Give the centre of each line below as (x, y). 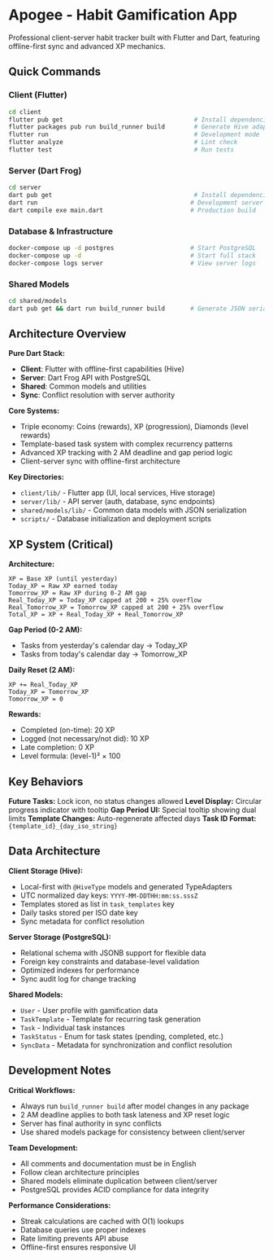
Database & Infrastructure (61, 231)
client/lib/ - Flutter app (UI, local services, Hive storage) (117, 493)
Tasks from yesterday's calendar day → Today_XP (104, 646)
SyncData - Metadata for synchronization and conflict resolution (126, 1045)
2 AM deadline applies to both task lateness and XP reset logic (125, 1114)
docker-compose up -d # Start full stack (132, 255)
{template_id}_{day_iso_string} (63, 827)
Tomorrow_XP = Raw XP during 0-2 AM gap (78, 593)
